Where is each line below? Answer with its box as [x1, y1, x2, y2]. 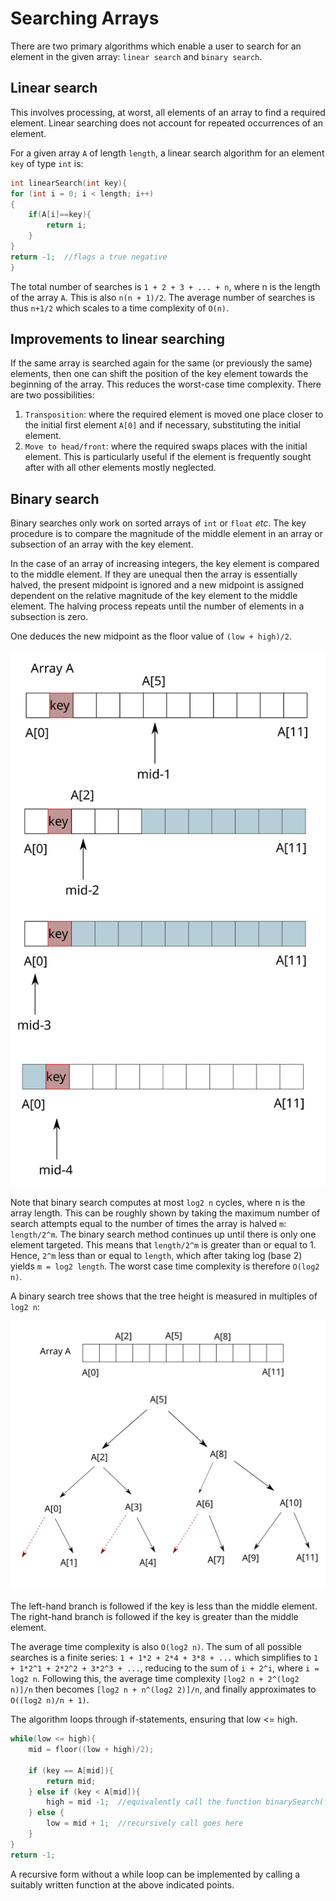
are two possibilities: [10, 389, 95, 401]
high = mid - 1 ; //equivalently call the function [46, 1797, 262, 1807]
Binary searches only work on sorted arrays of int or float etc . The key [10, 517, 307, 529]
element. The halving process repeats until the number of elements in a [10, 600, 305, 612]
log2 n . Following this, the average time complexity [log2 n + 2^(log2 [10, 1673, 300, 1685]
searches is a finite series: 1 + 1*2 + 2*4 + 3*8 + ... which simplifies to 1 [10, 1652, 319, 1664]
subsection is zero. [10, 611, 89, 623]
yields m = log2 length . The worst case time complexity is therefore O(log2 [10, 1260, 320, 1272]
